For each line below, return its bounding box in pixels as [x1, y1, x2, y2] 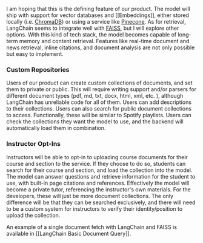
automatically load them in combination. [6, 125, 106, 132]
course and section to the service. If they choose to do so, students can [6, 160, 186, 167]
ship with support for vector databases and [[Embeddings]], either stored [6, 12, 190, 19]
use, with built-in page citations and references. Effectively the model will [6, 179, 190, 187]
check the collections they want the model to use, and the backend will [6, 118, 184, 125]
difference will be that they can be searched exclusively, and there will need [6, 199, 196, 206]
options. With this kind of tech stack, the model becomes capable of [6, 31, 177, 38]
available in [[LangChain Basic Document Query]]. [6, 230, 131, 237]
